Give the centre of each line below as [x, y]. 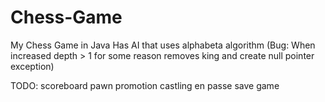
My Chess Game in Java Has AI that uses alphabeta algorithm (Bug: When [163, 45]
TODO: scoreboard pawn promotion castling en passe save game [145, 85]
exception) [32, 66]
